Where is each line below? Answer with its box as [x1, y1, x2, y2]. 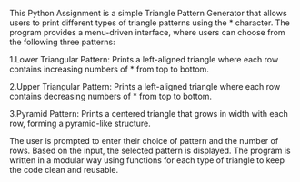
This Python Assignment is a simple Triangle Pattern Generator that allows [9, 8, 288, 18]
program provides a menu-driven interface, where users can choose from [9, 27, 285, 37]
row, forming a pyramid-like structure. [9, 118, 152, 129]
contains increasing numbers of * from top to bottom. [9, 63, 209, 74]
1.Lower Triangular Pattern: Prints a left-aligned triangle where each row [9, 54, 279, 64]
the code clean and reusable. [9, 165, 119, 175]
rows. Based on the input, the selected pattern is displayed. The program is [9, 145, 291, 156]
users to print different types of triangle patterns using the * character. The [9, 17, 291, 28]
